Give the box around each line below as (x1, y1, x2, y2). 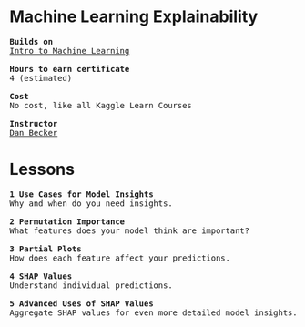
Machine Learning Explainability (9, 6, 259, 27)
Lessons (9, 159, 76, 179)
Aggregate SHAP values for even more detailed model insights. (9, 307, 298, 318)
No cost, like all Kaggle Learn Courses (9, 100, 193, 110)
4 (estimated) (9, 73, 73, 83)
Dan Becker (9, 128, 58, 138)
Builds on (9, 36, 53, 46)
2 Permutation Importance (9, 216, 126, 227)
